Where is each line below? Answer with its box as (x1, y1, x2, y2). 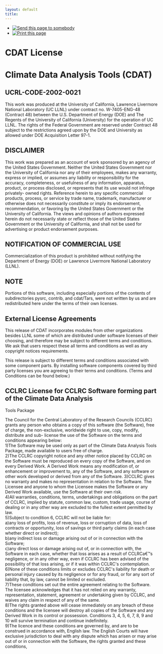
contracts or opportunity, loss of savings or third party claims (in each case (5, 525, 156, 531)
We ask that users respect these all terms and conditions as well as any (5, 343, 148, 349)
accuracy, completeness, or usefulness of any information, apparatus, (5, 180, 145, 186)
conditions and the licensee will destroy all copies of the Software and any (5, 607, 154, 613)
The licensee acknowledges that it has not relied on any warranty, (5, 587, 137, 592)
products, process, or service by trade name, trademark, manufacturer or (5, 195, 152, 201)
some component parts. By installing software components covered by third (5, 362, 157, 368)
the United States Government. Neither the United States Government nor (5, 164, 152, 170)
